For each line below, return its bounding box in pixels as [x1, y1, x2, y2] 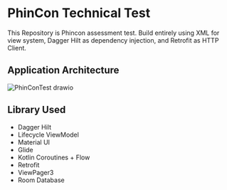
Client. [7, 43, 27, 52]
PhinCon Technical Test [7, 5, 151, 21]
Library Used [7, 104, 66, 116]
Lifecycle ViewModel [17, 130, 80, 139]
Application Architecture [7, 64, 120, 76]
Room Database [17, 176, 65, 184]
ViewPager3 [17, 168, 54, 176]
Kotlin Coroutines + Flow [17, 153, 90, 162]
